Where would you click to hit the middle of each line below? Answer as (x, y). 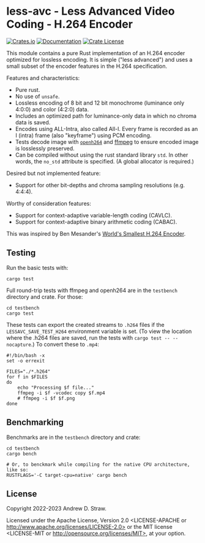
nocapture (19, 345)
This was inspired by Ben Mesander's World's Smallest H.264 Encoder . (96, 233)
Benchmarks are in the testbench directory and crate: (73, 437)
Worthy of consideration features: (49, 203)
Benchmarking (35, 423)
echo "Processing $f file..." (56, 388)
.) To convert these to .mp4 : (65, 344)
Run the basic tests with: (37, 268)
